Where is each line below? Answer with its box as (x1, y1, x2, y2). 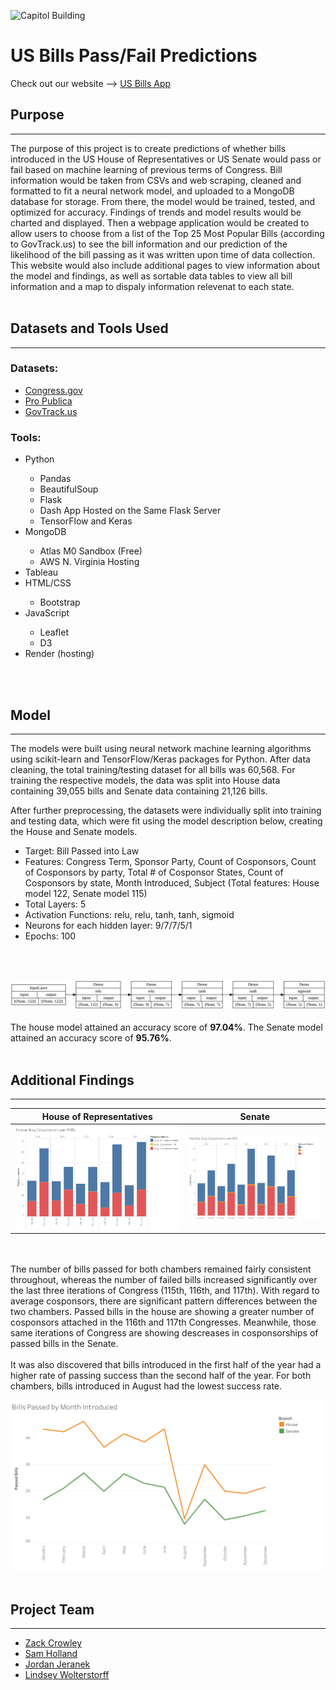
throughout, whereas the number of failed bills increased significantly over (10, 1273, 318, 1285)
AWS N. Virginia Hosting (39, 556, 140, 568)
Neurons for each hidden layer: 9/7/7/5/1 (24, 919, 193, 931)
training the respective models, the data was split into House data (10, 774, 281, 786)
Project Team (10, 1601, 95, 1618)
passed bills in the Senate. (10, 1337, 119, 1349)
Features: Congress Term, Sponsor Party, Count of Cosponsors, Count (24, 855, 317, 867)
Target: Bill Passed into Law (24, 845, 140, 857)
